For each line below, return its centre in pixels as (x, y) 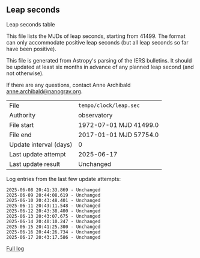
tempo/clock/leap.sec (109, 105)
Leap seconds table (31, 24)
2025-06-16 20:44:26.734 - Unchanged (53, 232)
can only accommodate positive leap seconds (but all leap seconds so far (97, 42)
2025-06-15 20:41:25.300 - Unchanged (53, 227)
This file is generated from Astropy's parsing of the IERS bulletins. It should (99, 60)
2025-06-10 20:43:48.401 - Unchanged (53, 200)
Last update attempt (38, 154)
